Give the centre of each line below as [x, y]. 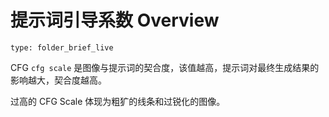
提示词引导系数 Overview [115, 20]
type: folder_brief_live [62, 47]
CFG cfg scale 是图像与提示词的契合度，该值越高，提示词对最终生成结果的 [165, 67]
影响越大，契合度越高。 [58, 80]
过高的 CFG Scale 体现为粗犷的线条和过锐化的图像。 [118, 101]
